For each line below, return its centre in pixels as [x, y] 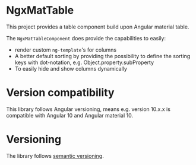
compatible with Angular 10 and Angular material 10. [70, 115]
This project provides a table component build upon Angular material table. [98, 27]
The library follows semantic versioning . [55, 156]
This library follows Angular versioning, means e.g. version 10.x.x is [88, 109]
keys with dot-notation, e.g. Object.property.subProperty [84, 62]
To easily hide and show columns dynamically [71, 68]
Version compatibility [60, 93]
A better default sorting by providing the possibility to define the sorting [102, 56]
